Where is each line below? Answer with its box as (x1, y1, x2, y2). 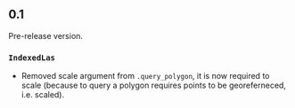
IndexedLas (8, 52, 55, 63)
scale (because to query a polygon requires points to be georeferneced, (20, 80, 287, 91)
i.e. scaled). (20, 89, 65, 100)
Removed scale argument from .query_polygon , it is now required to (20, 71, 270, 81)
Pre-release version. (8, 30, 84, 41)
